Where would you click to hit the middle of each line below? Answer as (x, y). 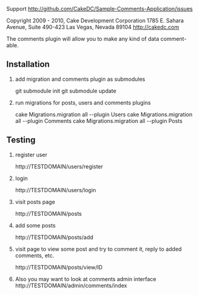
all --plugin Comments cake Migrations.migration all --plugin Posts (99, 120)
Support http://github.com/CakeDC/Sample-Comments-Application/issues (100, 9)
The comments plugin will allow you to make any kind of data (83, 39)
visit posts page (35, 202)
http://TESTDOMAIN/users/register (59, 166)
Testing (21, 140)
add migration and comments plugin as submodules (80, 79)
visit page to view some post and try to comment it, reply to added (98, 249)
